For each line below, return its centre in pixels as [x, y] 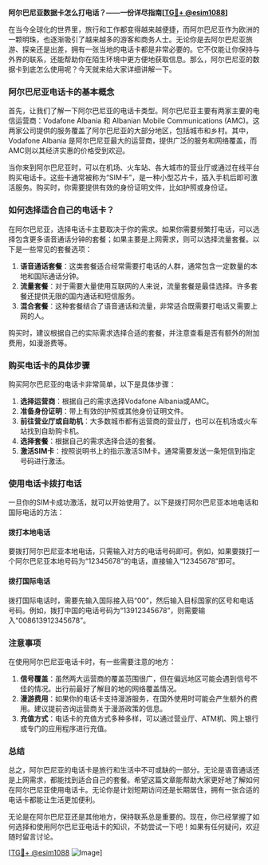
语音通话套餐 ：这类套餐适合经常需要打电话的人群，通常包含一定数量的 [135, 265]
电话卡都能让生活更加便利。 [54, 800]
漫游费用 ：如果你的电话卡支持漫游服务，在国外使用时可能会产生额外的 [135, 698]
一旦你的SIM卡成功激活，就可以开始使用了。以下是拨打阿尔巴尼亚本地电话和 [134, 502]
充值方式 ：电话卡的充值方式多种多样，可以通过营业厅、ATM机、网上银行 [139, 718]
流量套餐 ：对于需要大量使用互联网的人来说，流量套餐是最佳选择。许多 [135, 285]
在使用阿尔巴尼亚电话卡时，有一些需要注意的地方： [92, 662]
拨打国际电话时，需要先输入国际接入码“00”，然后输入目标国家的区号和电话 [131, 600]
